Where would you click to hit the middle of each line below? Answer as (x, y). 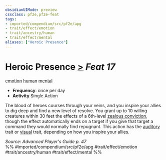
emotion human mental (29, 81)
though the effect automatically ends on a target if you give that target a (79, 121)
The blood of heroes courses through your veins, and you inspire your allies (83, 105)
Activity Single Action (35, 96)
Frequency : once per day (39, 90)
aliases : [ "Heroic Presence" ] (37, 42)
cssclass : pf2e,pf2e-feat (32, 14)
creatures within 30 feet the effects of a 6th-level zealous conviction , (76, 116)
